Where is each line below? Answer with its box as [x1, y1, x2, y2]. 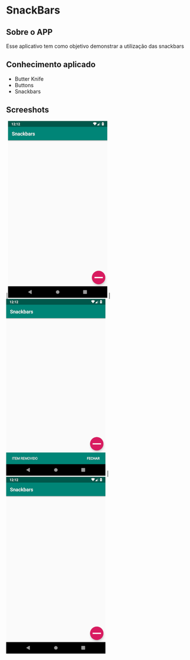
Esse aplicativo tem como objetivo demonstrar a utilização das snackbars [6, 42, 184, 49]
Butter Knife [14, 75, 44, 82]
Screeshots [6, 105, 49, 115]
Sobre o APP [6, 27, 53, 37]
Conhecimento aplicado [6, 60, 96, 70]
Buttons [14, 81, 34, 88]
